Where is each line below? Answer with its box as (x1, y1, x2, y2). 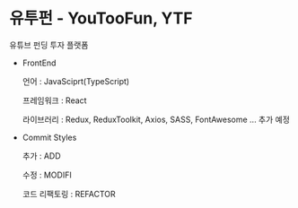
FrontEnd (22, 57, 57, 68)
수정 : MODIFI (22, 169, 72, 180)
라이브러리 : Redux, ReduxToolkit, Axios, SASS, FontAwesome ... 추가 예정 (22, 114, 290, 125)
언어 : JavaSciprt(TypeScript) (22, 75, 130, 86)
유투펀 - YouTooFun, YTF (9, 8, 193, 29)
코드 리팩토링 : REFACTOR (22, 188, 117, 199)
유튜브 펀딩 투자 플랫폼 (9, 39, 89, 50)
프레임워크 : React (22, 95, 87, 106)
